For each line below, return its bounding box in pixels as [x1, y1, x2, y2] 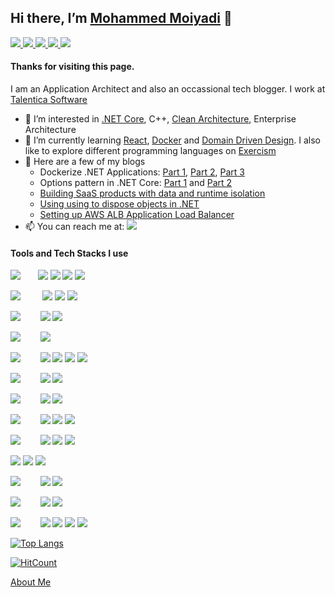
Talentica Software [10, 94, 88, 106]
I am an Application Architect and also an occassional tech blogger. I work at [10, 83, 326, 95]
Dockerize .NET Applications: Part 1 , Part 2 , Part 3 [39, 166, 245, 178]
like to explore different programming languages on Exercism [24, 145, 277, 157]
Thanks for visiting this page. [10, 61, 135, 73]
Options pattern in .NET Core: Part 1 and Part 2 [39, 177, 233, 189]
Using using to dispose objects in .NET [39, 198, 200, 210]
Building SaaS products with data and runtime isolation [39, 187, 266, 200]
